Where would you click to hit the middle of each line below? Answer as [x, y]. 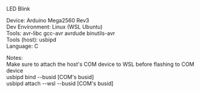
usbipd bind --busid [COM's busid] [50, 77]
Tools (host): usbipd [31, 40]
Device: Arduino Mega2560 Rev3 [48, 20]
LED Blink [18, 9]
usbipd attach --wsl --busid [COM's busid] [60, 83]
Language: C [22, 46]
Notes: [15, 58]
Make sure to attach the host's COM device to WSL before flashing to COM [100, 64]
